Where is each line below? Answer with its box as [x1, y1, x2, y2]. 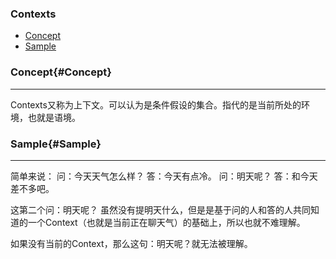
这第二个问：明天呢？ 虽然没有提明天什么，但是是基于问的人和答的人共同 [10, 203, 311, 216]
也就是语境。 [27, 111, 81, 123]
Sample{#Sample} [10, 137, 102, 151]
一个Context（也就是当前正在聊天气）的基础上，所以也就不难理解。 [27, 216, 306, 228]
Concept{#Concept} [10, 65, 112, 79]
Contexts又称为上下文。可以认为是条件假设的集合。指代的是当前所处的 [10, 98, 302, 111]
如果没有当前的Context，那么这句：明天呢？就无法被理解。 [10, 237, 253, 249]
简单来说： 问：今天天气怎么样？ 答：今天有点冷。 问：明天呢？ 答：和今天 [10, 170, 318, 182]
